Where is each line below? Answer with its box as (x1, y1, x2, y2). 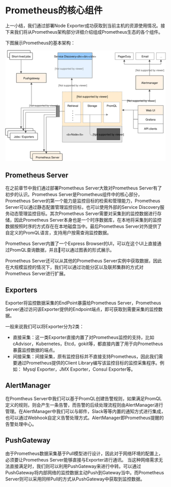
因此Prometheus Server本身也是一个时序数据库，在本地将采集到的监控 (14, 217, 162, 223)
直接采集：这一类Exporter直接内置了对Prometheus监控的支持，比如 (12, 334, 154, 340)
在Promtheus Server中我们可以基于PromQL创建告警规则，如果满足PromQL (5, 395, 162, 401)
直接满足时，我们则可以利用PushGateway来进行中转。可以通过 (9, 463, 141, 469)
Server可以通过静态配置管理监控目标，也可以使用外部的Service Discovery (5, 204, 160, 210)
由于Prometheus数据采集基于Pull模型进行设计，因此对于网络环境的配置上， (5, 450, 163, 456)
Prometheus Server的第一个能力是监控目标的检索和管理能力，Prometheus (5, 198, 160, 204)
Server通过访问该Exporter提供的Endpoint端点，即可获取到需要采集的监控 (5, 306, 159, 312)
